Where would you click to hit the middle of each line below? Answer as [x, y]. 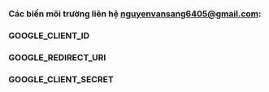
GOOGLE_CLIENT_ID [49, 35]
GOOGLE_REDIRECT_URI [57, 57]
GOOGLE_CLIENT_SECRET [61, 79]
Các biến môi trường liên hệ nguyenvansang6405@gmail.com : [135, 14]
